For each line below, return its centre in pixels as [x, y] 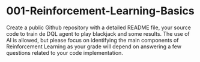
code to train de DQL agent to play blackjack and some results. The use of [98, 33]
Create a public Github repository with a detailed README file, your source [98, 27]
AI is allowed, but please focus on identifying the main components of [92, 40]
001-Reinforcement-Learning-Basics [100, 11]
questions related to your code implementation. [65, 52]
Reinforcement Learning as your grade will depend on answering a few [94, 46]
